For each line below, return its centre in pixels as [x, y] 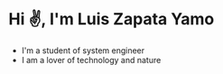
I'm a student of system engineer [83, 50]
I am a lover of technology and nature [91, 60]
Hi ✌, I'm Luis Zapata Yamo [111, 19]
